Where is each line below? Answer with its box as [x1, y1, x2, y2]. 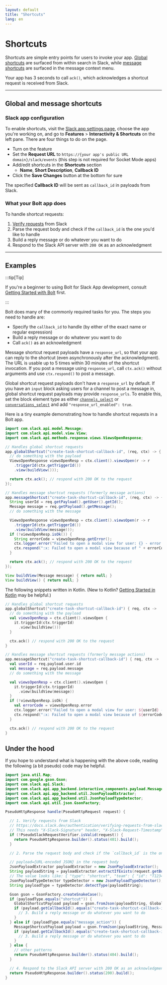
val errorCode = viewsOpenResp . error [14, 703, 92, 708]
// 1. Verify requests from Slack [9, 818, 81, 824]
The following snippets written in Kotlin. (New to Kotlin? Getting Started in [5, 587, 156, 593]
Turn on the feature [12, 146, 52, 152]
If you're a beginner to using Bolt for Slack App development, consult [5, 284, 147, 290]
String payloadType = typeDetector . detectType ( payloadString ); [9, 883, 143, 888]
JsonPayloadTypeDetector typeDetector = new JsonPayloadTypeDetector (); [9, 878, 164, 883]
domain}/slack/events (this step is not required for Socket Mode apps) [12, 157, 157, 162]
